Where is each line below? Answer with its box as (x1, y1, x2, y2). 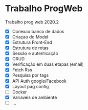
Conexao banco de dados (12, 28, 65, 34)
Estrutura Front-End (12, 39, 52, 45)
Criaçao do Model (12, 34, 49, 39)
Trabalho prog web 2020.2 (5, 19, 59, 25)
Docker (12, 89, 27, 95)
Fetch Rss (12, 67, 33, 73)
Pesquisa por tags (12, 73, 49, 78)
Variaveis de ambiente (12, 94, 57, 100)
